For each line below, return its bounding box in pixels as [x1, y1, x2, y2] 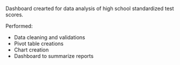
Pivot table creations [13, 40, 64, 47]
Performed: [5, 23, 33, 29]
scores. [5, 11, 24, 18]
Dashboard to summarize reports [13, 53, 94, 59]
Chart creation [13, 46, 49, 53]
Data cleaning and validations [13, 34, 85, 40]
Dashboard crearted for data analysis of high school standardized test [5, 5, 174, 12]
